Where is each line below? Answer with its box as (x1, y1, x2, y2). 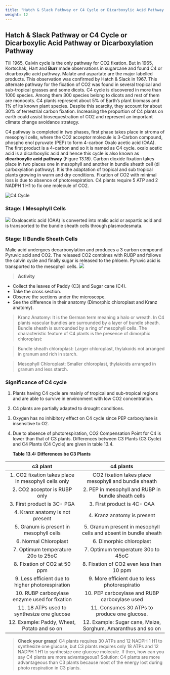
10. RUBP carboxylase (15, 590, 69, 597)
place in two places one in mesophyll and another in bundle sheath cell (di (5, 161, 160, 167)
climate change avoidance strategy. (5, 119, 79, 125)
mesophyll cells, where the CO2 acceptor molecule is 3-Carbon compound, (5, 134, 163, 141)
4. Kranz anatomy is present (88, 512, 155, 519)
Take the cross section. (12, 288, 62, 294)
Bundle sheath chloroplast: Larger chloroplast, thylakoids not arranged (17, 345, 165, 351)
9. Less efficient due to (15, 575, 70, 582)
